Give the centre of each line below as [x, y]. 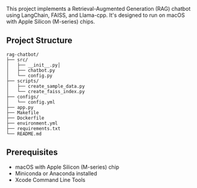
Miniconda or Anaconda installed [56, 173]
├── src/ [17, 60]
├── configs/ [23, 97]
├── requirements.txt [34, 128]
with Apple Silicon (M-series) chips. [51, 21]
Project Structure [39, 41]
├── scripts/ [23, 81]
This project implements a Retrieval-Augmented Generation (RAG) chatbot [98, 9]
